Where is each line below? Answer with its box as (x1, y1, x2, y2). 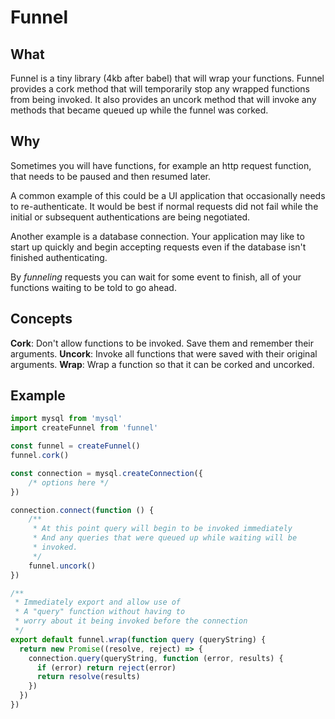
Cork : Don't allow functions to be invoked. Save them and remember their (10, 337, 314, 349)
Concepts (10, 311, 73, 328)
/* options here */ (28, 477, 110, 488)
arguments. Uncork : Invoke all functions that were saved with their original (10, 347, 318, 360)
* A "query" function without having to (14, 607, 186, 617)
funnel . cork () (10, 451, 70, 461)
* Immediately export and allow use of (14, 597, 182, 608)
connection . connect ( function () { (10, 505, 155, 515)
